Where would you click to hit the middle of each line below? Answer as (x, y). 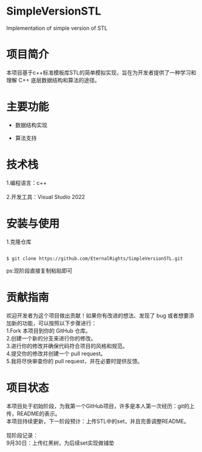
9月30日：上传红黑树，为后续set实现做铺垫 (60, 443)
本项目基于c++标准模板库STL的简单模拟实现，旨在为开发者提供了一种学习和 (101, 72)
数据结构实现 (31, 125)
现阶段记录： (22, 435)
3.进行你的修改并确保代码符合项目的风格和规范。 (67, 346)
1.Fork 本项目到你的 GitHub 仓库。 (49, 330)
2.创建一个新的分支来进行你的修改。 (51, 338)
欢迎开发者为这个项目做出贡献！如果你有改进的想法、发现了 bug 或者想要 (98, 315)
